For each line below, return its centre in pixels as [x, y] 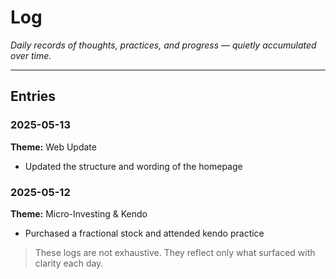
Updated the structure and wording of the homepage [133, 166]
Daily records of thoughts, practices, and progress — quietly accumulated [163, 45]
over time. [31, 55]
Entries [33, 96]
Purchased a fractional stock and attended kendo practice [144, 233]
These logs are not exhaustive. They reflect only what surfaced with [175, 252]
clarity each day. [69, 263]
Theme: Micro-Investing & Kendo [79, 213]
